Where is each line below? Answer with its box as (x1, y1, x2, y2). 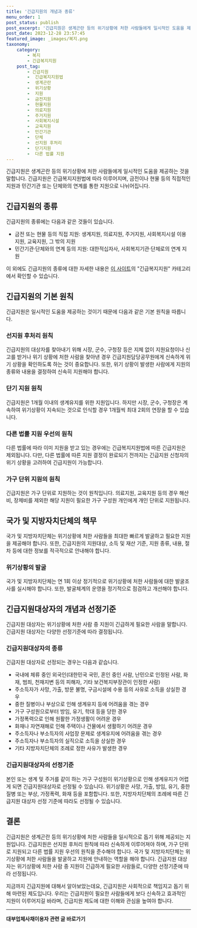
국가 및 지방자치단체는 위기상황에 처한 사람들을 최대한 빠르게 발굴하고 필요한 (6, 533, 180, 539)
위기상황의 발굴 (6, 563, 47, 571)
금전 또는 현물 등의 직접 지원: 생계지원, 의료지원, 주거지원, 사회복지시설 (14, 231, 176, 238)
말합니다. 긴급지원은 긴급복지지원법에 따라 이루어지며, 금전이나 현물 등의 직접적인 (6, 175, 191, 182)
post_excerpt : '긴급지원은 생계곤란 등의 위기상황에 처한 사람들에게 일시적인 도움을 (6, 25, 185, 31)
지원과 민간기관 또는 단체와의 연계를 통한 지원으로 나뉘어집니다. (6, 182, 151, 189)
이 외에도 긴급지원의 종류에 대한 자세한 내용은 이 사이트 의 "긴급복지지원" (6, 265, 171, 272)
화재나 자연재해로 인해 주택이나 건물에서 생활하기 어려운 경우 (14, 723, 153, 730)
